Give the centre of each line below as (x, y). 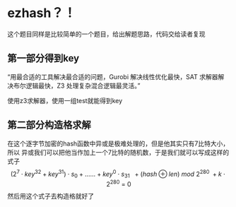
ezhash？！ (42, 13)
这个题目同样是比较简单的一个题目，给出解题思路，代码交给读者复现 (106, 34)
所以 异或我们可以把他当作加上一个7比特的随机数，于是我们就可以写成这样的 (118, 152)
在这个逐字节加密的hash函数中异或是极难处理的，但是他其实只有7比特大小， (118, 143)
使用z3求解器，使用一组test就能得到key (65, 100)
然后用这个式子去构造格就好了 (51, 196)
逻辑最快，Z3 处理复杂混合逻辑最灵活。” (83, 85)
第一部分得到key (43, 58)
